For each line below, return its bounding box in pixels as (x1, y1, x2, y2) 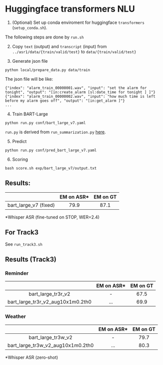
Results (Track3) (5, 255, 57, 263)
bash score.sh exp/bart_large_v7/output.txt (5, 165, 97, 171)
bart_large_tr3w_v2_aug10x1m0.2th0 (7, 342, 94, 348)
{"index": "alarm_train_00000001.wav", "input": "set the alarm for (5, 85, 147, 91)
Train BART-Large (12, 111, 48, 117)
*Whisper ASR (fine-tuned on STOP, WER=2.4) (5, 214, 100, 220)
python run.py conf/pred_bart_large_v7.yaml (5, 147, 97, 153)
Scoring (12, 156, 28, 162)
